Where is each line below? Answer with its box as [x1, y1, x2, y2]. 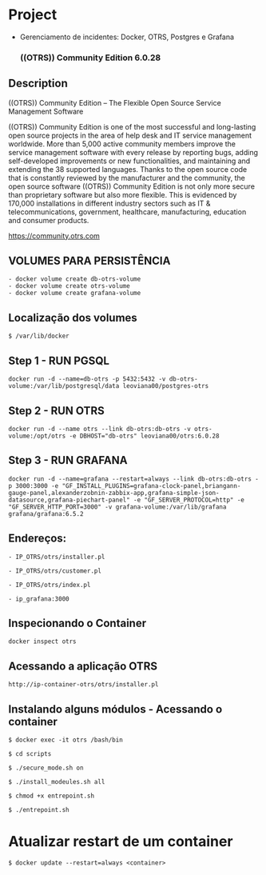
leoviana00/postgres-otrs [122, 382, 209, 390]
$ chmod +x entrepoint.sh [8, 792, 94, 800]
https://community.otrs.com [8, 230, 100, 241]
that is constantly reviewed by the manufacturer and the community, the [8, 173, 245, 182]
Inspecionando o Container [8, 616, 146, 629]
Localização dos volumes [8, 310, 137, 325]
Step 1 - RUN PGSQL [8, 354, 110, 367]
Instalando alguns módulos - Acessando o [8, 702, 223, 716]
